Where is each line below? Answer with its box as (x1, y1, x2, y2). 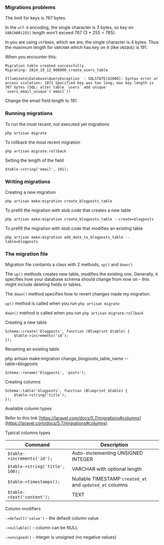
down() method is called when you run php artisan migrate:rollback (5, 310, 144, 316)
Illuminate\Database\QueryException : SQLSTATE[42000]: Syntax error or (5, 76, 159, 81)
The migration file (5, 250, 48, 257)
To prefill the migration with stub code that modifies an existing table (5, 225, 143, 231)
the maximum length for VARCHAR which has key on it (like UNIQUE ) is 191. (5, 45, 148, 50)
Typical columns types (5, 430, 51, 436)
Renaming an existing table (5, 346, 60, 352)
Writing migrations (5, 178, 50, 185)
